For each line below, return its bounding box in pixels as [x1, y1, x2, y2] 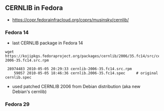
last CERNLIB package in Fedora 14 [12, 40, 83, 46]
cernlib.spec [5, 75, 32, 80]
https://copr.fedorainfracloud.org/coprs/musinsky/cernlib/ [12, 17, 129, 22]
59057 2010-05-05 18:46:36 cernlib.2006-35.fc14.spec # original [14, 71, 159, 76]
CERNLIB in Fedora [5, 4, 63, 12]
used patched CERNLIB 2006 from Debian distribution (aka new [12, 84, 141, 90]
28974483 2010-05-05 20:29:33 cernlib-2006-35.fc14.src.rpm [7, 67, 132, 72]
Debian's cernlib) [12, 89, 47, 94]
